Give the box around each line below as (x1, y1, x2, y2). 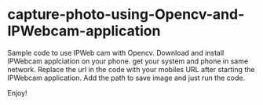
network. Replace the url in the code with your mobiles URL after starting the (7, 64, 255, 74)
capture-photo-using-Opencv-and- (7, 5, 245, 24)
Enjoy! (7, 88, 28, 97)
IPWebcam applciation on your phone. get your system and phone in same (7, 56, 249, 66)
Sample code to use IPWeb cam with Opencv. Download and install (7, 48, 225, 57)
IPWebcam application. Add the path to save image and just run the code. (7, 73, 245, 82)
